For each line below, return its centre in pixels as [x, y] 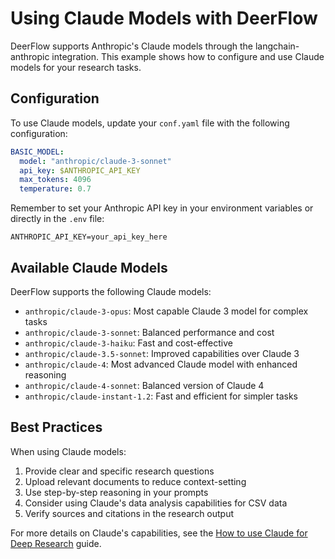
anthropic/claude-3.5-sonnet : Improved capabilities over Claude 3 [162, 353]
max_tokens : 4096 [55, 180]
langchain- [277, 46]
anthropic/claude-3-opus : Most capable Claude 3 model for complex [166, 311]
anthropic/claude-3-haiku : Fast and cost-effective [128, 343]
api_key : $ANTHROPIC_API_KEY [80, 170]
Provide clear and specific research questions [119, 471]
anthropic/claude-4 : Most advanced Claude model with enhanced [161, 364]
